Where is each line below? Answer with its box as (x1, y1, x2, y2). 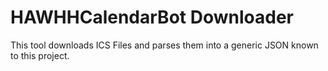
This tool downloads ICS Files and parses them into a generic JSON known (10, 39, 319, 51)
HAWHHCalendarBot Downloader (10, 6, 294, 29)
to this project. (10, 49, 70, 61)
